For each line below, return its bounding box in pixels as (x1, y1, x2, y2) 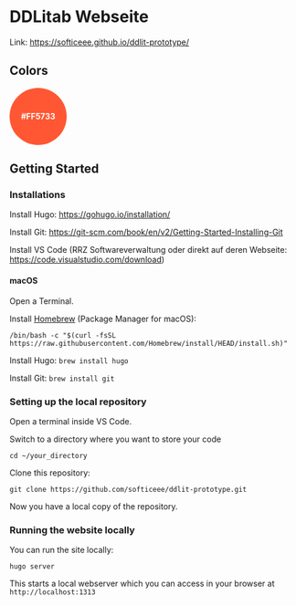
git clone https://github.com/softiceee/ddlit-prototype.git (9, 485, 248, 494)
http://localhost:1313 (9, 588, 96, 597)
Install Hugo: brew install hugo (9, 354, 129, 366)
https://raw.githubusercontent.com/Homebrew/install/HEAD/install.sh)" (9, 339, 288, 348)
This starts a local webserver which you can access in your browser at (9, 578, 276, 590)
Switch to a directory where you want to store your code (9, 434, 222, 444)
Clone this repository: (9, 467, 91, 478)
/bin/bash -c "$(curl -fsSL (9, 330, 117, 340)
